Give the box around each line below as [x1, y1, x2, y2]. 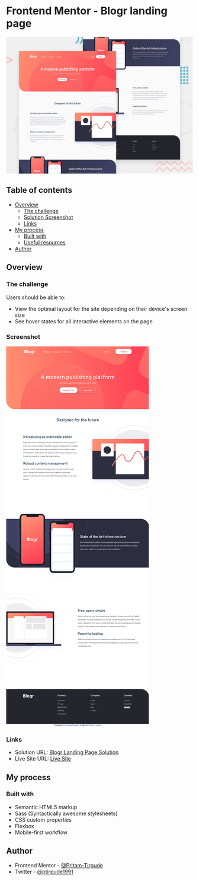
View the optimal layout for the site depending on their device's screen [14, 305, 188, 312]
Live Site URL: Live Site [14, 755, 72, 762]
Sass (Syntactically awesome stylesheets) [14, 810, 118, 817]
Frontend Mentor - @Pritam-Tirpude [14, 861, 104, 869]
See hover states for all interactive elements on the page [14, 317, 153, 325]
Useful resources [23, 238, 66, 246]
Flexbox [14, 822, 34, 829]
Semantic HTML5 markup [14, 803, 78, 810]
